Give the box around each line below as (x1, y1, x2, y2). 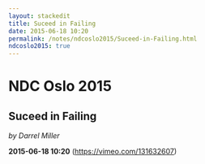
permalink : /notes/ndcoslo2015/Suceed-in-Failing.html (8, 34, 198, 43)
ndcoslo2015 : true (8, 42, 70, 50)
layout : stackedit (8, 11, 70, 20)
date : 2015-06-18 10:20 (8, 27, 89, 35)
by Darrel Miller (8, 131, 60, 140)
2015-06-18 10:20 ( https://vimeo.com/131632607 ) (8, 147, 177, 157)
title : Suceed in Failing (8, 19, 96, 28)
